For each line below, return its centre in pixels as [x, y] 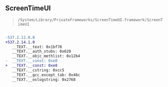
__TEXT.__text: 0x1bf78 [37, 47]
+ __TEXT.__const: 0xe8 [31, 66]
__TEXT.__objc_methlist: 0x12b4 [46, 56]
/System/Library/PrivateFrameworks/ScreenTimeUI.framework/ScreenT [90, 20]
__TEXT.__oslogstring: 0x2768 [44, 79]
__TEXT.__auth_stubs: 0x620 [41, 52]
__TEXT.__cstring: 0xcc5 [38, 70]
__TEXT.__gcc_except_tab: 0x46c [46, 75]
